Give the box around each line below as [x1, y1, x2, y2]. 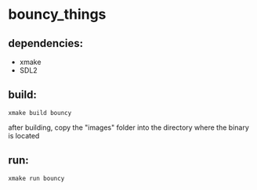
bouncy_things [8, 5, 107, 23]
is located [8, 131, 40, 140]
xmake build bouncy [8, 109, 72, 117]
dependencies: [8, 37, 84, 50]
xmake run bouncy [8, 174, 65, 182]
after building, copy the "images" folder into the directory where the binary [8, 123, 249, 132]
